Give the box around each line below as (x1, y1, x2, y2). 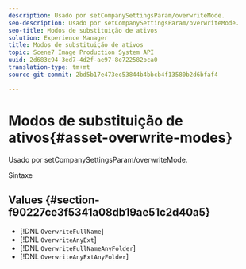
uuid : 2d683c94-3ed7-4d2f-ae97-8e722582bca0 (8, 56, 158, 64)
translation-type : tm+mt (8, 63, 90, 71)
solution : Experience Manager (8, 33, 109, 42)
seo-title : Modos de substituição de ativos (8, 26, 158, 34)
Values (8, 193, 44, 206)
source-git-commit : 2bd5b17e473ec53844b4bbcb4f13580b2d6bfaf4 (8, 71, 218, 79)
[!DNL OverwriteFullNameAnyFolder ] (19, 244, 136, 253)
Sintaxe (8, 170, 33, 179)
